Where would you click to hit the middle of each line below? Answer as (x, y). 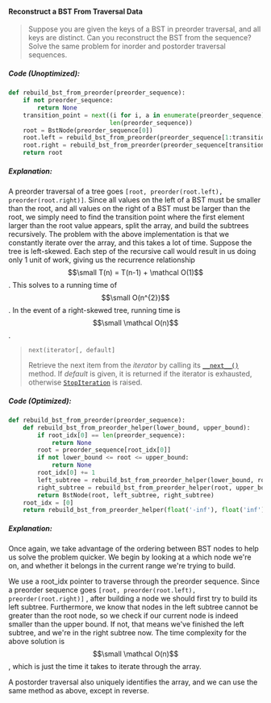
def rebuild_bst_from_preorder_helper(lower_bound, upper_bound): (137, 427)
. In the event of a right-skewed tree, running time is (94, 310)
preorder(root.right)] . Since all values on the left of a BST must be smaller (135, 200)
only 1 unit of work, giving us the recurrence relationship (102, 260)
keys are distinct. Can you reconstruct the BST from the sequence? (140, 38)
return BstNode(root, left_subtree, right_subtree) (126, 495)
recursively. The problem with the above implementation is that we (119, 235)
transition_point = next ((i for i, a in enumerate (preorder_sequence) (144, 115)
